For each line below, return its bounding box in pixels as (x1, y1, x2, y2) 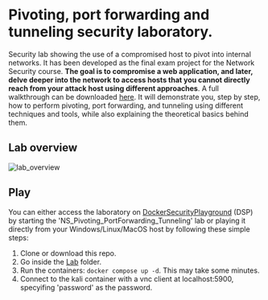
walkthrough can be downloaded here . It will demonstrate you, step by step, (8, 92, 261, 101)
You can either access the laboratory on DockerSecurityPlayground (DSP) (8, 207, 254, 216)
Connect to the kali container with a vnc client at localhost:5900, (19, 273, 234, 283)
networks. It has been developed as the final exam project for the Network (8, 58, 255, 68)
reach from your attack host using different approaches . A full (8, 83, 220, 93)
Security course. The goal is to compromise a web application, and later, (8, 66, 254, 76)
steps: (8, 232, 29, 242)
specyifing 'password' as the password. (19, 282, 153, 292)
